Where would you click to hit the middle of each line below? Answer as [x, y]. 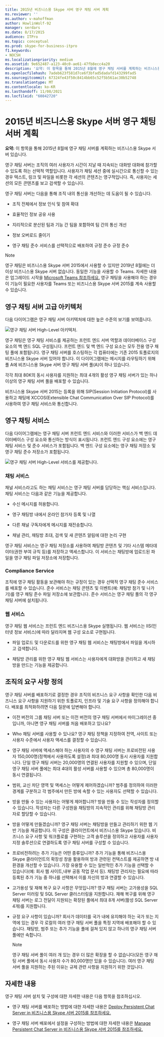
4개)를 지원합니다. [30, 906]
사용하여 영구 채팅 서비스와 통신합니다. [41, 404]
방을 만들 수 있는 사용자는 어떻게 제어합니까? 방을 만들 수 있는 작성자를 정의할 [85, 801]
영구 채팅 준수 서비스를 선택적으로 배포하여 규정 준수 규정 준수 [71, 245]
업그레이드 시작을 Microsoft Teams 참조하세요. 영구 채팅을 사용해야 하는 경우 [83, 278]
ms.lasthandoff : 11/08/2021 [34, 91]
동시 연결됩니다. [27, 774]
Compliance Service [30, 571]
